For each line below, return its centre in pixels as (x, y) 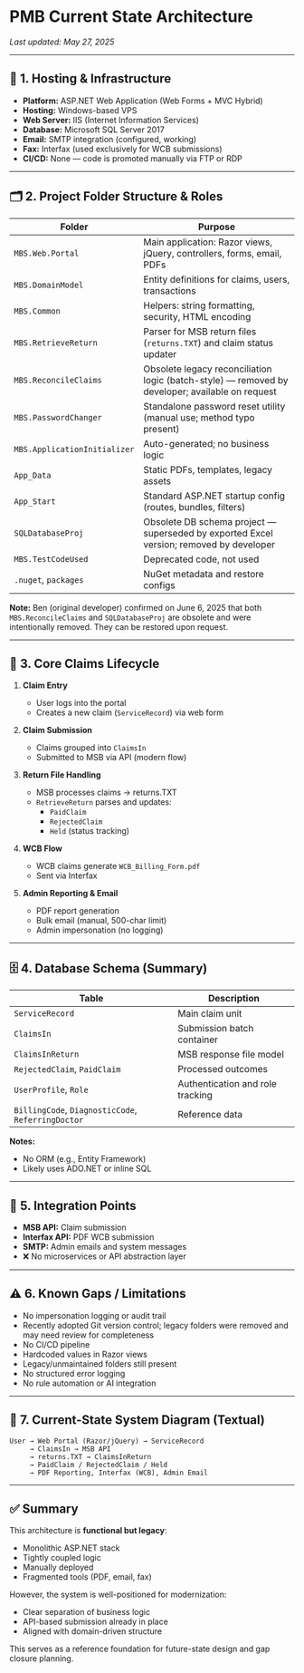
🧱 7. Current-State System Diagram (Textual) (137, 1420)
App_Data (33, 475)
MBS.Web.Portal (47, 253)
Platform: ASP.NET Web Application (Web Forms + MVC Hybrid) (143, 101)
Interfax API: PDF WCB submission (88, 1237)
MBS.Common (37, 311)
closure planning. (42, 1658)
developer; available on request (210, 392)
